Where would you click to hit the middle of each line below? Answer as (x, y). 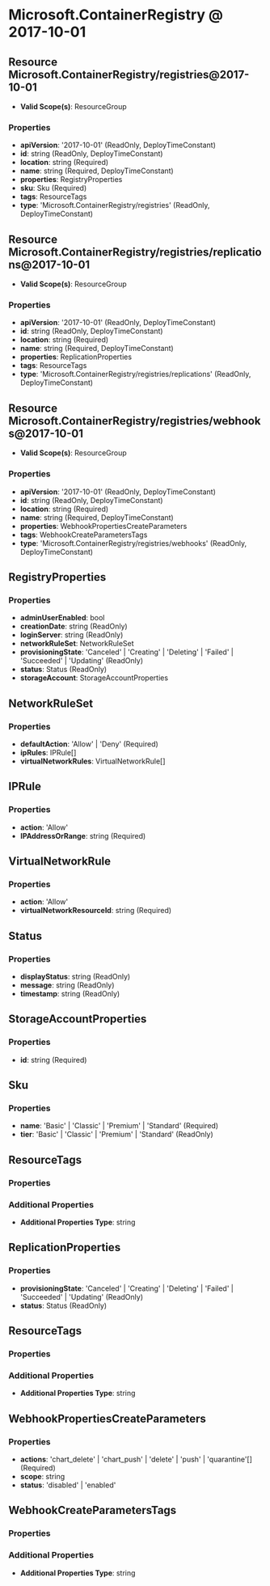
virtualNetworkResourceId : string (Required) (96, 911)
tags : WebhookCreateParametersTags (84, 535)
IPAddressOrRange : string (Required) (83, 835)
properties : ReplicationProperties (76, 357)
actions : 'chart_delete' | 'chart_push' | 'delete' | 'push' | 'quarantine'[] (136, 1459)
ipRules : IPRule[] (48, 752)
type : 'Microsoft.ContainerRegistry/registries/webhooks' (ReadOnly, (133, 543)
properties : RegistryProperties (71, 180)
